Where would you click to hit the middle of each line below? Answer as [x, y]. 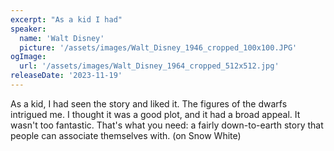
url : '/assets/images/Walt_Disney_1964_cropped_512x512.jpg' [149, 66]
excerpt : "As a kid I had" [66, 19]
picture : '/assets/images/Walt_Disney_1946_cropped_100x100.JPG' [158, 47]
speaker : [28, 29]
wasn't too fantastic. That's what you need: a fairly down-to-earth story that [167, 125]
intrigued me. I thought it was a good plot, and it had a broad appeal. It [155, 114]
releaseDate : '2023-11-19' [66, 76]
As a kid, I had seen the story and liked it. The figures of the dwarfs [149, 103]
